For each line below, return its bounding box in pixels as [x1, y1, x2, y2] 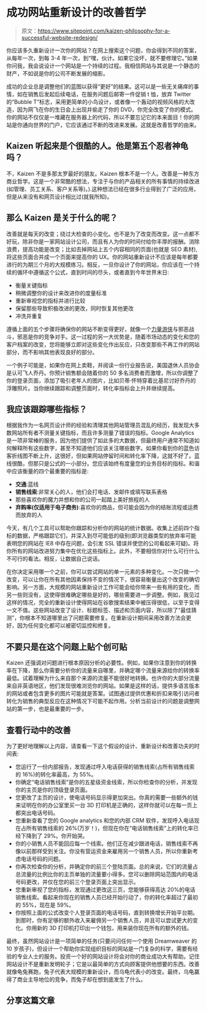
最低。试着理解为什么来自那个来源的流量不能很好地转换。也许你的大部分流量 [6, 674, 200, 682]
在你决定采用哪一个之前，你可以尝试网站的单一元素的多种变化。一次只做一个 [6, 568, 200, 576]
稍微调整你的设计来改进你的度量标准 [15, 289, 107, 297]
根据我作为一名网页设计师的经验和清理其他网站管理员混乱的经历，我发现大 [6, 421, 194, 429]
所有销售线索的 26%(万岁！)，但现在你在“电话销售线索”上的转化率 [26, 824, 194, 832]
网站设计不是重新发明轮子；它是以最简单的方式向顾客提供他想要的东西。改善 [6, 961, 200, 967]
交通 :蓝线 [15, 480, 39, 488]
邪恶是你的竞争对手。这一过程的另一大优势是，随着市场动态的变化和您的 [17, 333, 200, 340]
